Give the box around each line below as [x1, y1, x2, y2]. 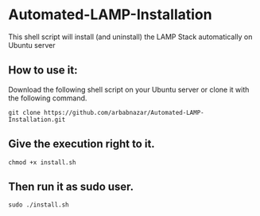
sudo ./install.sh [8, 201, 69, 209]
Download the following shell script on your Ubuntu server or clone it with [8, 84, 250, 94]
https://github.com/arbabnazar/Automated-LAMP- [43, 108, 204, 116]
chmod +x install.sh [8, 158, 77, 167]
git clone [8, 108, 41, 116]
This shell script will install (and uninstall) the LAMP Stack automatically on [8, 32, 253, 41]
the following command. [8, 93, 87, 103]
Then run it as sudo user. [8, 179, 134, 193]
